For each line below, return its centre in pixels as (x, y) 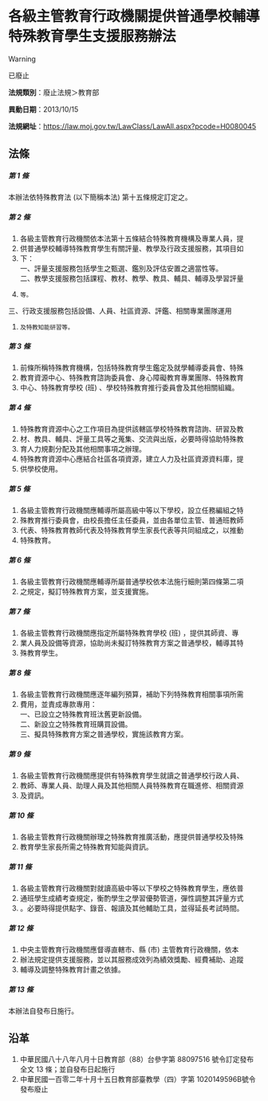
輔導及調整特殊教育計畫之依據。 (72, 969)
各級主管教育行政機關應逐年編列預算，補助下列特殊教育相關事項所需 (132, 694)
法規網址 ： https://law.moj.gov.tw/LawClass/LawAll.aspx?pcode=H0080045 (132, 126)
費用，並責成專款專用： (58, 704)
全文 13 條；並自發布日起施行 (67, 1069)
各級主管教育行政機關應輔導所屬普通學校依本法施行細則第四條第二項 (132, 582)
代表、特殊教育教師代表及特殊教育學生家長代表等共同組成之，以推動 (132, 531)
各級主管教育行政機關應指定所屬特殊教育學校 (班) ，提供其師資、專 (129, 633)
